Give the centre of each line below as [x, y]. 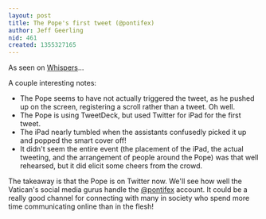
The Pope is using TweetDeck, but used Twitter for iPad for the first [130, 115]
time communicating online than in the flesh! [81, 206]
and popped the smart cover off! [73, 140]
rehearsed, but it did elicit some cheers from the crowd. [111, 166]
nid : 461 [23, 38]
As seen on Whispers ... [46, 67]
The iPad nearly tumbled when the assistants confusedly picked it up [133, 133]
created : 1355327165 [43, 45]
